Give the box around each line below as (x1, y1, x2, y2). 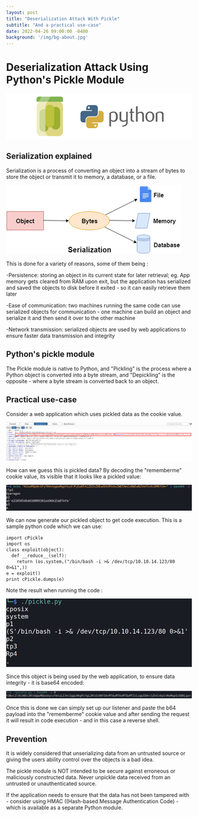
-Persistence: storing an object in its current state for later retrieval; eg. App (6, 271, 190, 278)
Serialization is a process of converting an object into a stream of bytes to (6, 167, 186, 174)
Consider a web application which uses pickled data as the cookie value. (6, 410, 183, 417)
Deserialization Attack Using (6, 61, 149, 74)
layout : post (6, 9, 38, 15)
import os (6, 541, 31, 547)
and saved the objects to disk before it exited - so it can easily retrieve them (6, 284, 190, 291)
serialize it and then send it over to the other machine (6, 314, 136, 322)
